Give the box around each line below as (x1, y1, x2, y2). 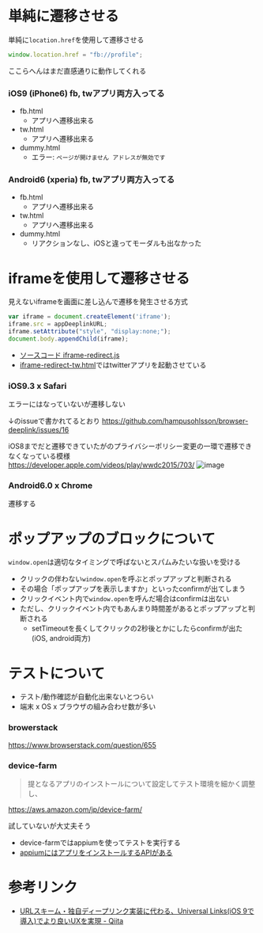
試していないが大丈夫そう (8, 821, 92, 830)
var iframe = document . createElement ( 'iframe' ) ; (8, 313, 171, 321)
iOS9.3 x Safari (8, 380, 67, 391)
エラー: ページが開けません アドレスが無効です (31, 152, 166, 162)
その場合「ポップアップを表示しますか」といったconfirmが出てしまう (19, 584, 246, 594)
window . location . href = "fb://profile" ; (8, 51, 144, 59)
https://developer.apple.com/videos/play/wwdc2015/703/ (8, 460, 195, 470)
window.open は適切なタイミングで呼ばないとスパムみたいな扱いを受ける (8, 558, 241, 567)
